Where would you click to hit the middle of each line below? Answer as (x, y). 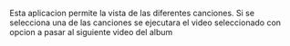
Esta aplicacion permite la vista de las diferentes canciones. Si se (132, 13)
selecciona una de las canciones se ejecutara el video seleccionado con (145, 23)
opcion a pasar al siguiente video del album (91, 32)
